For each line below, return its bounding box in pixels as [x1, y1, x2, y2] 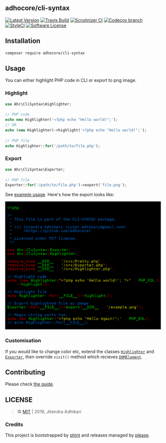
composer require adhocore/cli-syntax [5, 51, 85, 55]
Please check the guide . [5, 381, 54, 387]
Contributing [5, 368, 45, 376]
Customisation [5, 337, 41, 344]
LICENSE [5, 395, 33, 404]
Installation [5, 37, 41, 45]
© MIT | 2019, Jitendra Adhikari [17, 409, 82, 415]
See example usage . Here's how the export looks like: [5, 192, 115, 198]
